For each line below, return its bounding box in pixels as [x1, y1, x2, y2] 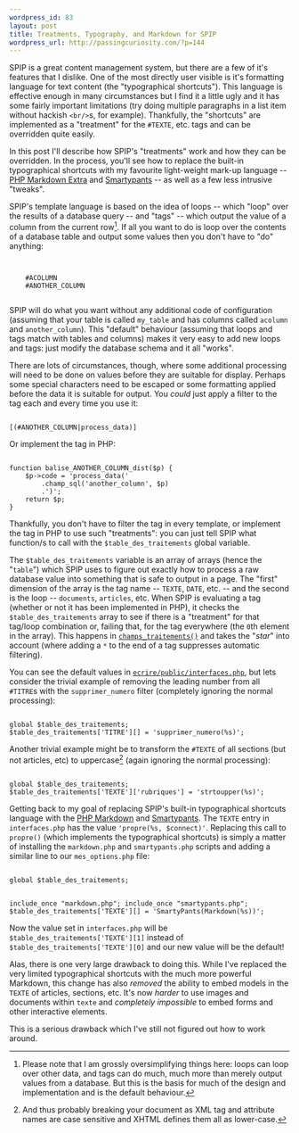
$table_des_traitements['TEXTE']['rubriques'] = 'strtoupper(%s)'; [9, 787, 265, 797]
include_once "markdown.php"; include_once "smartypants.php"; [9, 898, 249, 908]
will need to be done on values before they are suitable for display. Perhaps [9, 369, 287, 380]
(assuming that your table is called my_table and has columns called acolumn [9, 314, 288, 325]
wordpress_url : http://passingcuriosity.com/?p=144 [9, 37, 205, 47]
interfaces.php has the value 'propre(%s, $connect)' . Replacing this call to [9, 822, 287, 832]
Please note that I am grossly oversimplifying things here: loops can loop [21, 1058, 289, 1069]
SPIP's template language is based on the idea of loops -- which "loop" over [9, 202, 289, 212]
